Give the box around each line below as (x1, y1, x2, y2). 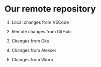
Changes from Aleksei (11, 47, 56, 53)
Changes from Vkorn (11, 56, 54, 62)
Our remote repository (4, 3, 96, 14)
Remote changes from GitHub (11, 28, 71, 34)
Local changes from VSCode (11, 19, 69, 25)
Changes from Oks (11, 38, 49, 44)
